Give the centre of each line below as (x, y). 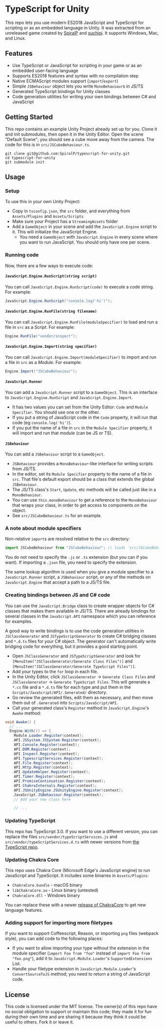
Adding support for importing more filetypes (59, 922)
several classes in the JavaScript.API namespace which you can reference (81, 616)
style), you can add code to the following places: (54, 938)
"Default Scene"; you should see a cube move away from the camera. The (80, 139)
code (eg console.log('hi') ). (42, 422)
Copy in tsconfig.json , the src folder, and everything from (71, 211)
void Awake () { (20, 722)
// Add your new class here (42, 799)
